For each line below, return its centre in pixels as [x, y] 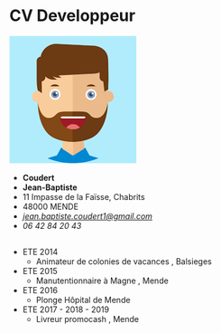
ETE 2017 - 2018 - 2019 [66, 309]
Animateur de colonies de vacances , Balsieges [124, 262]
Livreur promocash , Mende [87, 319]
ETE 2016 [40, 290]
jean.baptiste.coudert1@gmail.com [87, 216]
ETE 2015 [40, 271]
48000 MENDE [51, 206]
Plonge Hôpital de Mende [83, 300]
